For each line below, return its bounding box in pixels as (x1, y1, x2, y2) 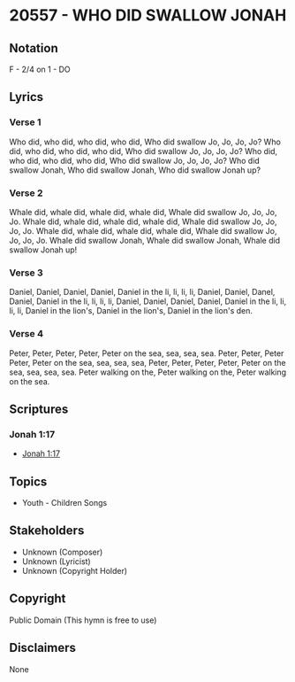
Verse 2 (9, 187, 43, 199)
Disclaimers (9, 640, 77, 655)
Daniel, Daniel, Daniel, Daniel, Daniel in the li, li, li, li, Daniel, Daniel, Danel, (9, 287, 276, 298)
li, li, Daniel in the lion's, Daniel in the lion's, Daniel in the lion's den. (9, 306, 253, 316)
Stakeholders (9, 523, 85, 539)
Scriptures (9, 401, 69, 416)
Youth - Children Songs (21, 498, 108, 508)
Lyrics (9, 89, 44, 105)
